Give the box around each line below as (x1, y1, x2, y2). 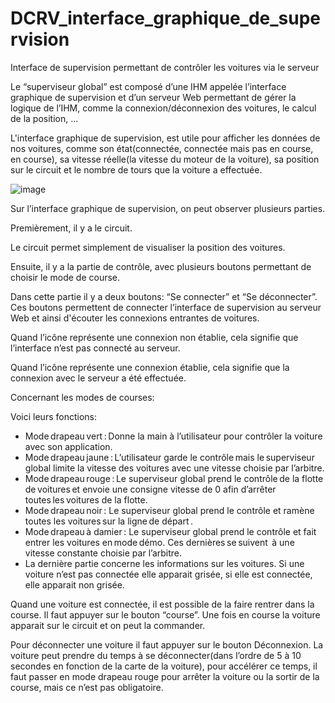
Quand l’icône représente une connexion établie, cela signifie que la (10, 361, 290, 373)
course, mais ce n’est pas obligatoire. (10, 681, 164, 693)
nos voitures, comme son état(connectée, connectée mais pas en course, (10, 142, 314, 154)
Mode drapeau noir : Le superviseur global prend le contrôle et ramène (24, 504, 315, 516)
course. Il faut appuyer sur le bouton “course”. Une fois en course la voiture (10, 608, 321, 621)
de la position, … (10, 112, 79, 124)
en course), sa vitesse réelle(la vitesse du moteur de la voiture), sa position (10, 153, 320, 165)
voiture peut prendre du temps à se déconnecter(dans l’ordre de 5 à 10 (10, 649, 302, 661)
